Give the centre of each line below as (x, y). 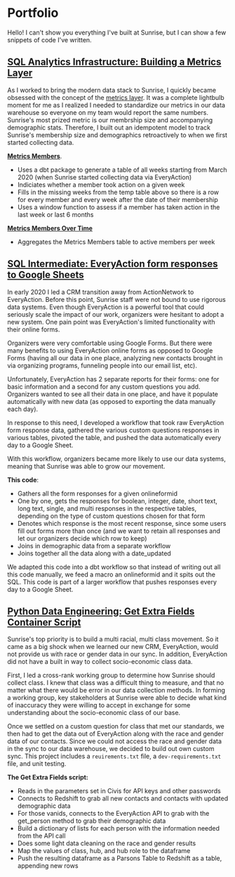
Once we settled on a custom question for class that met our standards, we (116, 726)
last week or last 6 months (55, 214)
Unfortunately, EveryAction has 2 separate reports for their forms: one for (113, 379)
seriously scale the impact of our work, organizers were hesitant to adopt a (116, 314)
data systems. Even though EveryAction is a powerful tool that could (106, 307)
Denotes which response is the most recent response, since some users (122, 523)
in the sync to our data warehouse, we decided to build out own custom (111, 749)
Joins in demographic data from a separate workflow (94, 545)
